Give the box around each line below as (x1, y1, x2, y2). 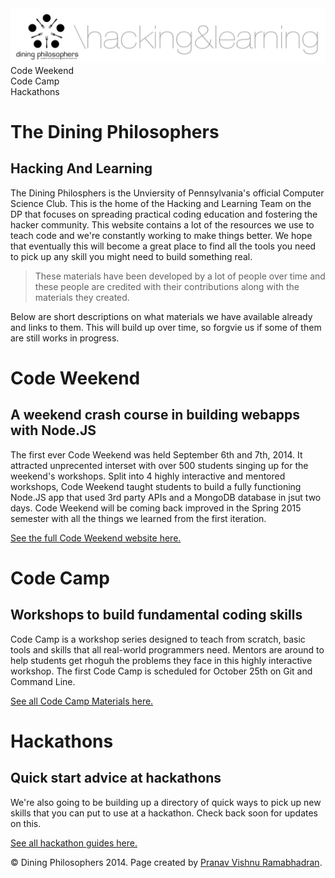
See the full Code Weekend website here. (10, 532, 182, 544)
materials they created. (34, 291, 130, 303)
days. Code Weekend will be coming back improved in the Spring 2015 (10, 502, 302, 514)
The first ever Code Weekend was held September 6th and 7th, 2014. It (10, 448, 303, 461)
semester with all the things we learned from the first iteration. (10, 512, 267, 524)
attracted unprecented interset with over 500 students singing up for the (10, 459, 309, 471)
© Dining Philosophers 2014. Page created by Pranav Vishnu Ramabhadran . (10, 856, 323, 868)
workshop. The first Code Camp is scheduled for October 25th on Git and (10, 665, 313, 677)
